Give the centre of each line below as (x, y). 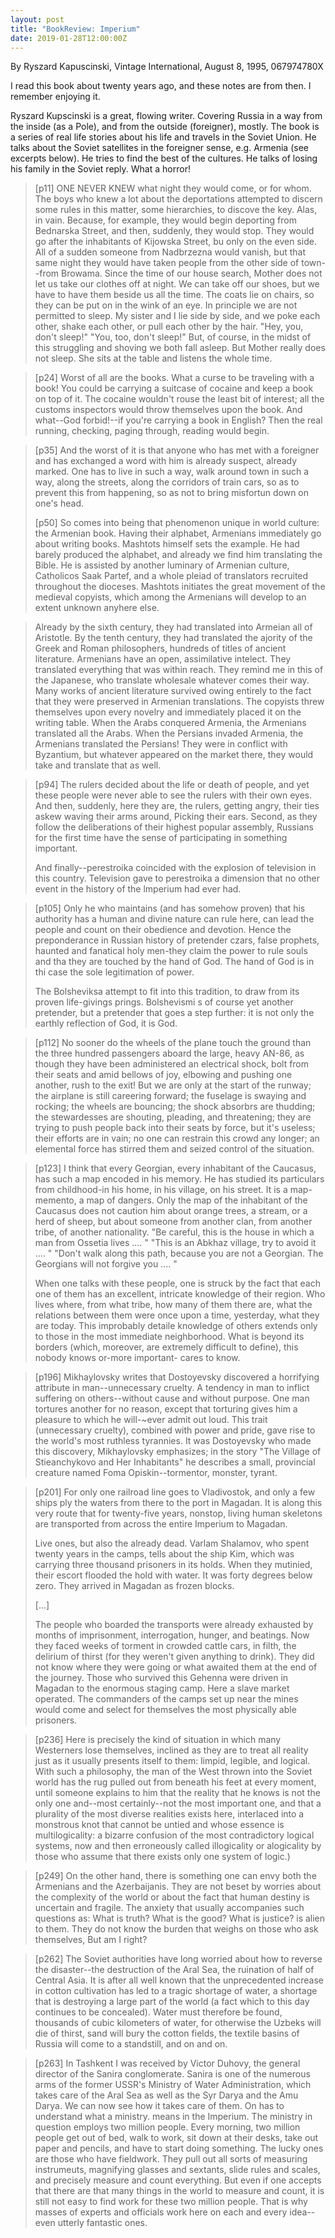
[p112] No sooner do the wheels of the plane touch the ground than (173, 1043)
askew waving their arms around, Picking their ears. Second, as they (176, 817)
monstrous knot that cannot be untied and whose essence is (159, 1825)
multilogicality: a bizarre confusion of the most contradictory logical (174, 1835)
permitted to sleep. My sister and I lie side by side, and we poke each (177, 316)
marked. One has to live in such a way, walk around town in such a (172, 472)
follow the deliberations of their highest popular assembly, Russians (174, 827)
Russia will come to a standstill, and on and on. (131, 2044)
